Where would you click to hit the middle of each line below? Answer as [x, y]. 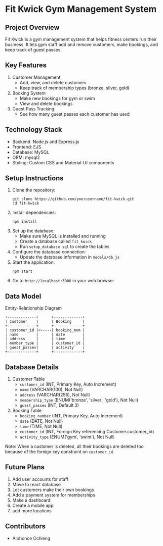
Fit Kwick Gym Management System [81, 9]
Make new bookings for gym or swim [57, 98]
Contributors [25, 526]
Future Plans [25, 467]
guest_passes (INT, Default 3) [49, 405]
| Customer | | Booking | [45, 322]
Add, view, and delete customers [53, 82]
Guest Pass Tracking [33, 109]
